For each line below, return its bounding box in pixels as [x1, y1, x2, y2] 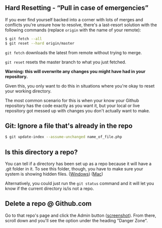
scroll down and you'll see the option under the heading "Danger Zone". [5, 217, 148, 223]
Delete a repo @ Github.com [5, 199, 92, 208]
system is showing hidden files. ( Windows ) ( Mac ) [5, 171, 103, 177]
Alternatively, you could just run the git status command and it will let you [5, 181, 154, 186]
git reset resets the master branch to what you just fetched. [5, 59, 127, 65]
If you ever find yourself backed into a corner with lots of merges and [5, 16, 144, 22]
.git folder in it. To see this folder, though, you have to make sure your [5, 166, 144, 172]
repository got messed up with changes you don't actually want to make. [5, 107, 150, 113]
